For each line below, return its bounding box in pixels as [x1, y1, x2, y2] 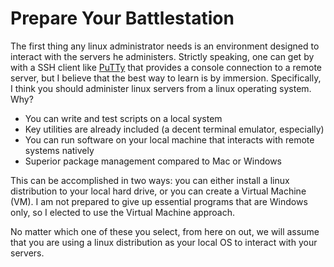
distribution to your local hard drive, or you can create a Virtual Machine [10, 185, 307, 197]
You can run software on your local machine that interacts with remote [24, 133, 315, 146]
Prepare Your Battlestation [10, 7, 235, 30]
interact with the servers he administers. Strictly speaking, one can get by [10, 50, 315, 62]
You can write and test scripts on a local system [24, 112, 223, 124]
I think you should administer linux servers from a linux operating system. [10, 82, 312, 94]
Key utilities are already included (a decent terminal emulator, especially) [24, 123, 325, 135]
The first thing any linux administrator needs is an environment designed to [10, 40, 320, 52]
